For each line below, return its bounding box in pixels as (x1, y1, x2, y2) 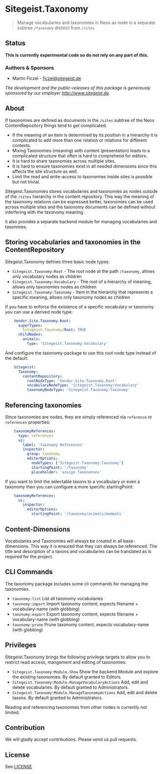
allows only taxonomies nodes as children (12, 284, 97, 290)
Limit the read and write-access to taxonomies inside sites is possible (12, 173, 153, 179)
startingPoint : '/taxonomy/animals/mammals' (31, 511, 124, 516)
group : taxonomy (26, 452, 60, 457)
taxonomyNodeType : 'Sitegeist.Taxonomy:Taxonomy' (26, 387, 131, 392)
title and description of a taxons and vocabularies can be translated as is (5, 548, 152, 554)
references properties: (5, 419, 50, 425)
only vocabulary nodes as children (12, 273, 82, 279)
